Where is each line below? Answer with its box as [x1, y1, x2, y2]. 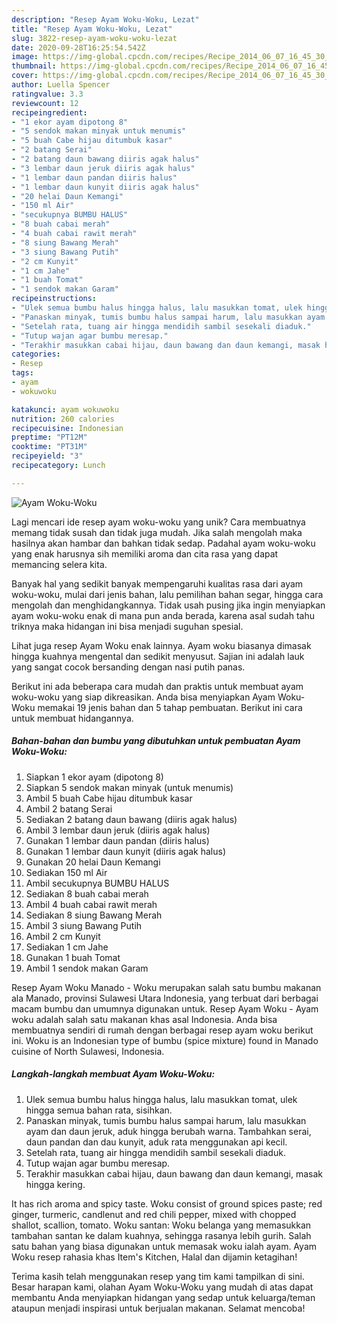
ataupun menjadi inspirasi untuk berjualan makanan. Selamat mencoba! [11, 1302, 306, 1314]
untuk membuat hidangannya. [11, 712, 134, 724]
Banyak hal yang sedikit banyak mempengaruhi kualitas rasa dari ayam [11, 577, 304, 590]
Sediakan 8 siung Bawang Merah [25, 909, 163, 921]
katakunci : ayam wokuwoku [11, 404, 119, 415]
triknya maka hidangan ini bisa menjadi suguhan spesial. [11, 620, 244, 632]
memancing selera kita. [11, 558, 108, 570]
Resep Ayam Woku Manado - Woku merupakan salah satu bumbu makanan [11, 981, 322, 993]
